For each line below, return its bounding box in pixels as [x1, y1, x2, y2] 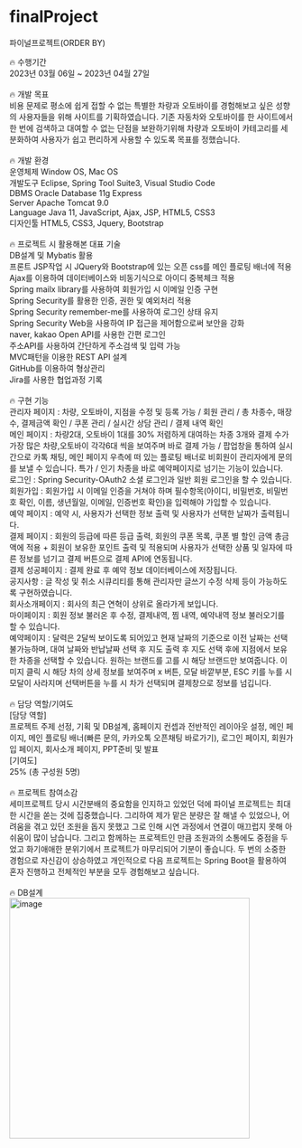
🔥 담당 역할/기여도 [9, 698, 74, 709]
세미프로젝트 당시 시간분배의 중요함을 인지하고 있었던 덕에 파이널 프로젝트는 [9, 798, 275, 809]
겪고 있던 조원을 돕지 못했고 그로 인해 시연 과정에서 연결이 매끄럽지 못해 [32, 821, 284, 832]
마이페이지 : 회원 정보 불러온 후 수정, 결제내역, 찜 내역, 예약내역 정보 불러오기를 [9, 609, 286, 620]
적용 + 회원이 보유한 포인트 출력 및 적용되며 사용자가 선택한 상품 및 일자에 [25, 541, 284, 552]
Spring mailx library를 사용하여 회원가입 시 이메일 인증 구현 [9, 283, 219, 295]
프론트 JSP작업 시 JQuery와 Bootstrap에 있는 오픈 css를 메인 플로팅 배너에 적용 [9, 260, 292, 272]
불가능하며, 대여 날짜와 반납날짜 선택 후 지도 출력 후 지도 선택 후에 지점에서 [9, 644, 271, 654]
